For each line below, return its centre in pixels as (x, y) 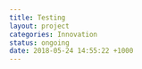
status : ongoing (39, 43)
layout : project (39, 26)
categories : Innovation (54, 34)
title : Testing (38, 17)
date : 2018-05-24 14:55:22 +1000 (71, 51)
